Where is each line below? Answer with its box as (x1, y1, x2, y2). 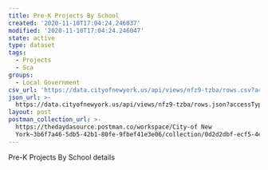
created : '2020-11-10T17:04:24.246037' (8, 19, 141, 27)
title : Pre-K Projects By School (8, 11, 120, 20)
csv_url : (8, 85, 37, 94)
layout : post (8, 109, 52, 117)
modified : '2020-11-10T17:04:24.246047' (8, 26, 145, 34)
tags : (8, 49, 26, 57)
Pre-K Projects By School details (8, 152, 116, 162)
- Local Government (15, 78, 81, 86)
